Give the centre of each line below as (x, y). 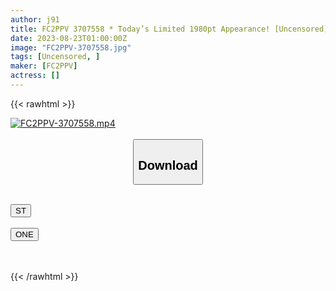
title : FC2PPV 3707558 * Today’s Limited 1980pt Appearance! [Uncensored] (169, 29)
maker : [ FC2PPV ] (44, 66)
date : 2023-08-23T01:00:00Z (69, 38)
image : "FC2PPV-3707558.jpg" (71, 47)
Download (168, 165)
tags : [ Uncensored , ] (55, 57)
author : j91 (35, 19)
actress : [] (35, 76)
